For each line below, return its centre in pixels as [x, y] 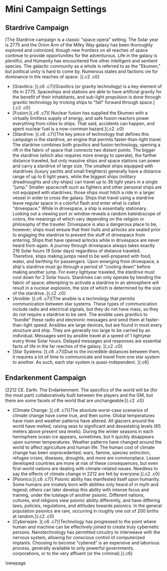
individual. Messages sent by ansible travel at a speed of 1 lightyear [82, 336]
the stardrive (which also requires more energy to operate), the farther [84, 155]
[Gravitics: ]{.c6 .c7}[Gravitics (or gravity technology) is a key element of [87, 86]
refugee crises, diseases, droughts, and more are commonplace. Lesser [86, 458]
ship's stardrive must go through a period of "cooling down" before [81, 267]
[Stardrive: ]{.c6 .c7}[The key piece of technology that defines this [81, 134]
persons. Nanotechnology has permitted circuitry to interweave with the [86, 532]
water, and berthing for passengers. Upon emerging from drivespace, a [86, 261]
